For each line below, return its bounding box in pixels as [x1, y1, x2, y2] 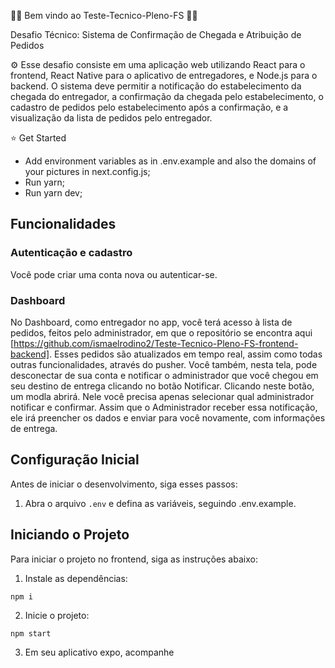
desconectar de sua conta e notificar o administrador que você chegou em [10, 369, 319, 381]
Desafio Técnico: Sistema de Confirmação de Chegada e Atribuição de [10, 29, 302, 40]
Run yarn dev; [24, 187, 83, 199]
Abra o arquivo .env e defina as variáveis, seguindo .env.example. [24, 497, 297, 509]
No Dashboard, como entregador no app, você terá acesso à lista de [10, 316, 293, 328]
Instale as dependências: [24, 572, 128, 584]
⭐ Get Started [10, 132, 67, 144]
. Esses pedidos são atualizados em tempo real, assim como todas [49, 348, 323, 360]
